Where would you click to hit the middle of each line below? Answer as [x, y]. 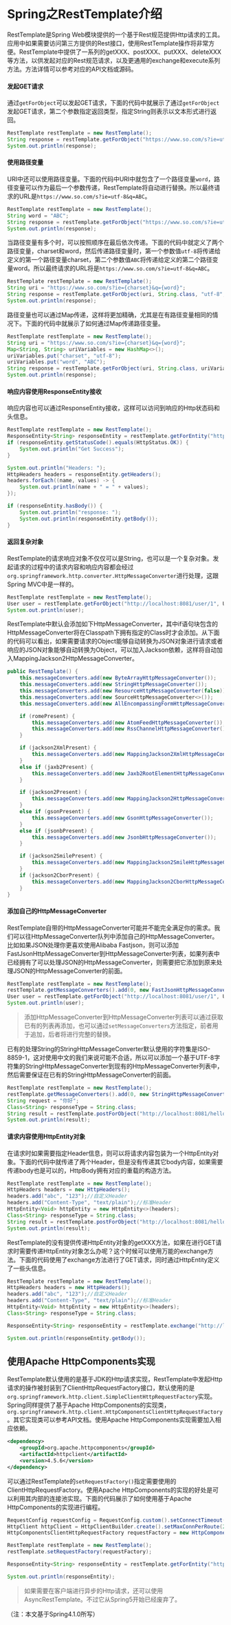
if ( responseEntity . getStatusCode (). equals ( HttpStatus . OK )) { [98, 443]
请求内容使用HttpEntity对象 [46, 1136]
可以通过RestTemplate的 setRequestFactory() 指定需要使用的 [92, 1481]
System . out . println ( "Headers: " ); [57, 468]
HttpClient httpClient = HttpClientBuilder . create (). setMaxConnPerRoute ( [115, 1526]
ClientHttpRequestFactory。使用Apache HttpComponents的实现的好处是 [110, 1490]
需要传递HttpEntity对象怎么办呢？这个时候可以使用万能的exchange [113, 1251]
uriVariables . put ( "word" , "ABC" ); [57, 362]
